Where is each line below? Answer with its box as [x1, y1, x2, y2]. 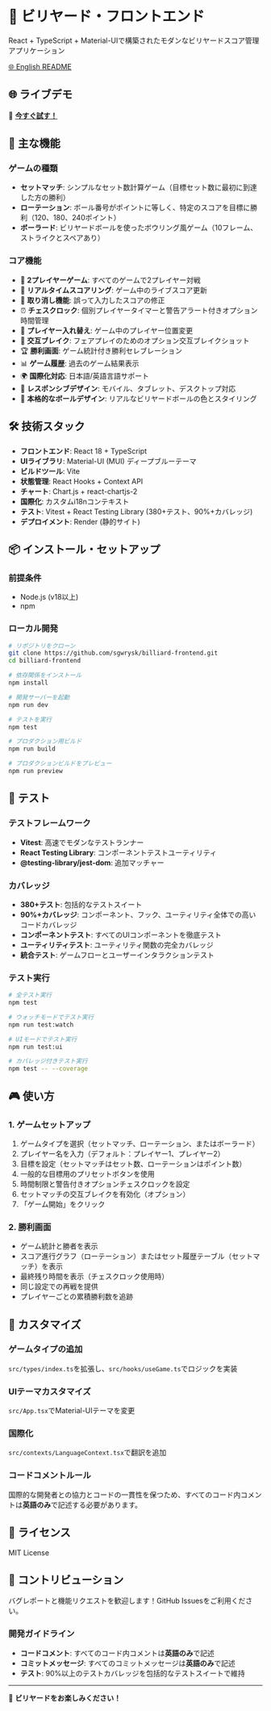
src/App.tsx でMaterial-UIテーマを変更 [8, 1406, 135, 1416]
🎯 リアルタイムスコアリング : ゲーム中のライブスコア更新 [19, 285, 208, 295]
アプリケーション [8, 45, 65, 55]
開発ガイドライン [8, 1628, 75, 1639]
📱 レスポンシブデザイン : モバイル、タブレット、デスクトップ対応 [19, 383, 236, 393]
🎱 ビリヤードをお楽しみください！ [8, 1692, 122, 1703]
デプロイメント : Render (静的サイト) [19, 517, 141, 526]
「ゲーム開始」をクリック [19, 1199, 106, 1209]
